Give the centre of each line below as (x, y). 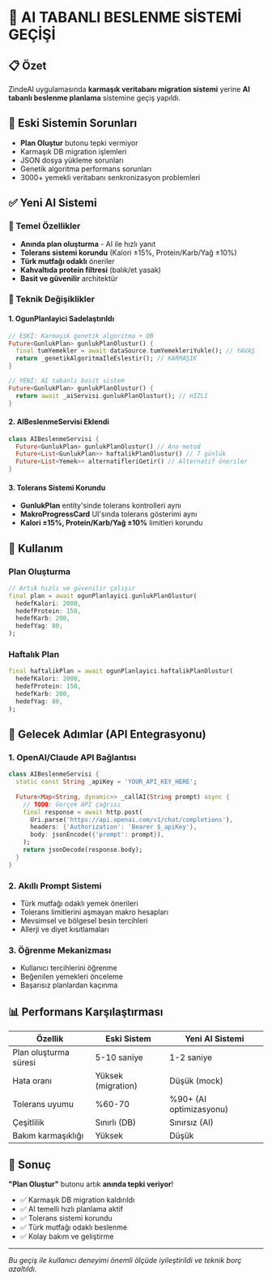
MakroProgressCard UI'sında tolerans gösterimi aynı (108, 514)
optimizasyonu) (199, 1109)
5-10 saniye (119, 1057)
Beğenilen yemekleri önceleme (72, 977)
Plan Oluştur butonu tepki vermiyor (79, 143)
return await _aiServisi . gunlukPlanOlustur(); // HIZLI (112, 396)
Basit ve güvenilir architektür (69, 278)
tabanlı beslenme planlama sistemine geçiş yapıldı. (94, 98)
